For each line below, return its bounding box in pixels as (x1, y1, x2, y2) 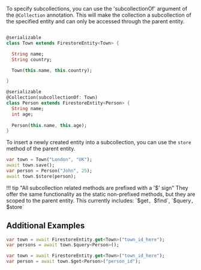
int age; (11, 111, 34, 117)
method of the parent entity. (6, 145, 76, 152)
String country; (11, 56, 52, 62)
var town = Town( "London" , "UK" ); (6, 157, 93, 163)
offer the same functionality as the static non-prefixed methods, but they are (6, 190, 196, 198)
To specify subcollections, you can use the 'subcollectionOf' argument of (6, 5, 188, 12)
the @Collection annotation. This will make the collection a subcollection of (6, 11, 192, 19)
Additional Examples (6, 221, 85, 231)
